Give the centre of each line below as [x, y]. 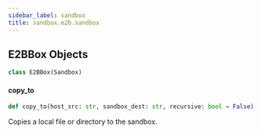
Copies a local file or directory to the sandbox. [83, 121]
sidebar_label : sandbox [47, 15]
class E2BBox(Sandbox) [45, 72]
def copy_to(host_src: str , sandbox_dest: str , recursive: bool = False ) [131, 107]
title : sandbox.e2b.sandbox [54, 23]
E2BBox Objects [48, 54]
